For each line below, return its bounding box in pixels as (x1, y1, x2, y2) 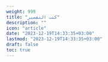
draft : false (6, 42, 39, 48)
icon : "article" (6, 25, 47, 31)
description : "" (6, 19, 47, 25)
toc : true (6, 47, 31, 53)
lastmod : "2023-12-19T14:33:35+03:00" (6, 36, 103, 42)
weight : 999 (6, 8, 36, 15)
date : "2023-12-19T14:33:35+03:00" (6, 31, 95, 37)
